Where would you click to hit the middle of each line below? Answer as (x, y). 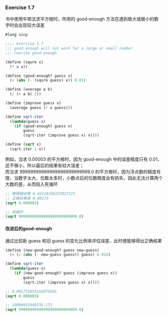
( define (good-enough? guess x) (39, 76)
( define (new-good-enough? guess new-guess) (52, 250)
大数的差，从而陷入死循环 (31, 184)
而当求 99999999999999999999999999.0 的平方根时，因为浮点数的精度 (81, 171)
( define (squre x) (24, 62)
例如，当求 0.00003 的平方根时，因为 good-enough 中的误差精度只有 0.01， (83, 159)
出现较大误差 (31, 25)
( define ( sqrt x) (23, 144)
